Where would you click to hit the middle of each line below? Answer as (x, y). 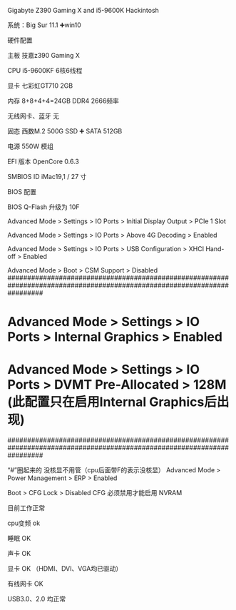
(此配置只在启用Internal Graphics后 (112, 402)
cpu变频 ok (24, 523)
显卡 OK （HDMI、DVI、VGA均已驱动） (65, 569)
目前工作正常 (26, 508)
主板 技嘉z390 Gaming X (44, 55)
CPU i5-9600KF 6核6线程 (45, 70)
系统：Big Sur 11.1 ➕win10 (45, 25)
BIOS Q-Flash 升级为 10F (43, 207)
